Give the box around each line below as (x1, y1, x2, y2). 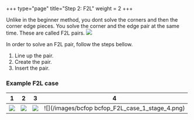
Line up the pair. (14, 52, 54, 59)
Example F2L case (6, 79, 59, 87)
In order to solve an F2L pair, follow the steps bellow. (6, 41, 133, 47)
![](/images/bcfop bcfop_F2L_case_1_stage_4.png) (44, 104, 185, 112)
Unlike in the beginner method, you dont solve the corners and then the (6, 16, 178, 23)
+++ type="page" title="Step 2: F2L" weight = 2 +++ (6, 5, 133, 12)
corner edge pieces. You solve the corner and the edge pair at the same (6, 23, 180, 29)
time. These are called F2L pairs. (6, 29, 85, 36)
